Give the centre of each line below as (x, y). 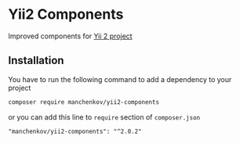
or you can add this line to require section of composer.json (104, 117)
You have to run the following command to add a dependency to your (120, 79)
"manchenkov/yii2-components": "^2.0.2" (75, 131)
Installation (36, 61)
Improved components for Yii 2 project (70, 36)
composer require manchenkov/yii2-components (84, 102)
